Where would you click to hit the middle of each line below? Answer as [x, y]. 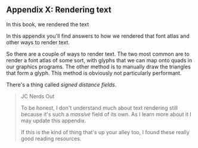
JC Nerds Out [38, 96]
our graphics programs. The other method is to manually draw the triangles [98, 67]
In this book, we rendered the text [48, 24]
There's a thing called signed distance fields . [61, 84]
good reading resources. [51, 138]
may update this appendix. [53, 120]
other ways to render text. [38, 42]
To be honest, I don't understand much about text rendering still [99, 108]
